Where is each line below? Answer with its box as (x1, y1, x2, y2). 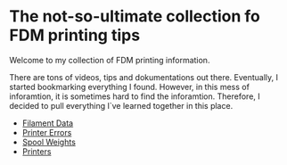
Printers (21, 145, 52, 157)
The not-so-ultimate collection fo (9, 6, 261, 27)
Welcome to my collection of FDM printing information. (9, 54, 210, 65)
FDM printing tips (9, 25, 141, 45)
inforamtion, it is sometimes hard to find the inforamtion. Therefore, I (9, 91, 260, 102)
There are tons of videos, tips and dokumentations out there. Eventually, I (9, 71, 279, 82)
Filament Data (21, 118, 74, 128)
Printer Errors (21, 127, 72, 137)
